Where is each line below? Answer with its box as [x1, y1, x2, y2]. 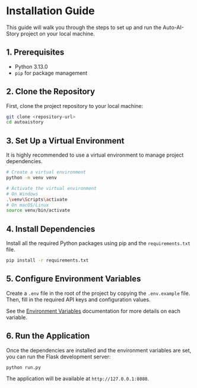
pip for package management [14, 69, 88, 77]
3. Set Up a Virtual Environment [6, 135, 125, 146]
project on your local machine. [20, 30, 95, 37]
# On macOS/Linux [6, 202, 49, 208]
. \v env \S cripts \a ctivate [6, 196, 68, 202]
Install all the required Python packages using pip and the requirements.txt [6, 240, 191, 247]
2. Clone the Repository [6, 87, 96, 97]
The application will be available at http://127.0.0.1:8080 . [6, 375, 150, 382]
